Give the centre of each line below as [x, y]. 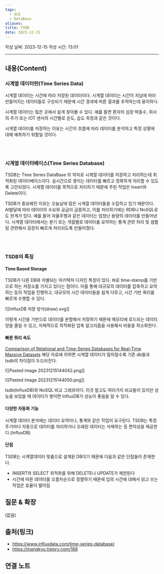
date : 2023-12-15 [23, 32]
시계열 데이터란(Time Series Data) [44, 84]
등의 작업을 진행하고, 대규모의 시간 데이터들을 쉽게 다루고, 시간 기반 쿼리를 [84, 293]
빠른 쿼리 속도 [18, 337]
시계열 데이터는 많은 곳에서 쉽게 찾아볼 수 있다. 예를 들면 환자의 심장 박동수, [76, 112]
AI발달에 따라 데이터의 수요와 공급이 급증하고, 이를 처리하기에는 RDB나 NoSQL [80, 209]
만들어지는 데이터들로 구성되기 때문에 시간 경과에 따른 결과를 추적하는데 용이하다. [82, 101]
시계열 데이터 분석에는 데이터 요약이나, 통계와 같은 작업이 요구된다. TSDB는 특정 [81, 420]
